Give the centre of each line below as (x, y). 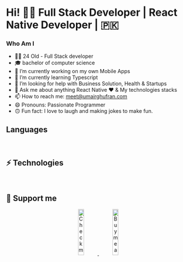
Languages (27, 130)
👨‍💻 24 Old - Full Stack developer (54, 56)
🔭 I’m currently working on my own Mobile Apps (72, 71)
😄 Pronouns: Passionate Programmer (60, 105)
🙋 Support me (32, 198)
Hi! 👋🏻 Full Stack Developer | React (92, 13)
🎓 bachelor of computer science (55, 63)
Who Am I (20, 44)
